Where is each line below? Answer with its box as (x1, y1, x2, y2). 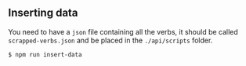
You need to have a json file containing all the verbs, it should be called (8, 27, 239, 36)
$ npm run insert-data (8, 50, 82, 58)
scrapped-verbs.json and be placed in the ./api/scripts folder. (8, 35, 213, 45)
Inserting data (8, 6, 78, 20)
